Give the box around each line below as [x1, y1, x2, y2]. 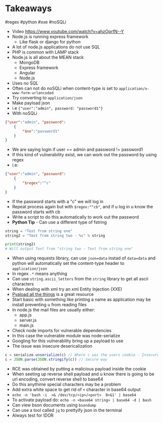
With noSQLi [12, 110, 37, 116]
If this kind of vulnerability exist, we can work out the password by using [12, 152, 157, 158]
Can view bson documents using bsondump [12, 402, 97, 408]
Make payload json [12, 100, 50, 106]
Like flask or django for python [19, 38, 81, 44]
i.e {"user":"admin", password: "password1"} [12, 105, 103, 111]
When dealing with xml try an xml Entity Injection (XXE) [12, 286, 122, 292]
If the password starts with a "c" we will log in [12, 198, 104, 204]
